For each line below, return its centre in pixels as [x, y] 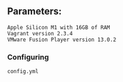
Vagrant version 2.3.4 [40, 33]
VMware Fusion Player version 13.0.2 [62, 40]
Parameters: [34, 11]
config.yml [23, 72]
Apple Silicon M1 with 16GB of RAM [59, 27]
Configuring [28, 57]
